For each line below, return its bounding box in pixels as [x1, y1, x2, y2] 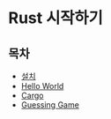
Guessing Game [20, 100, 80, 110]
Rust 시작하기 [8, 8, 103, 28]
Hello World [20, 81, 64, 91]
